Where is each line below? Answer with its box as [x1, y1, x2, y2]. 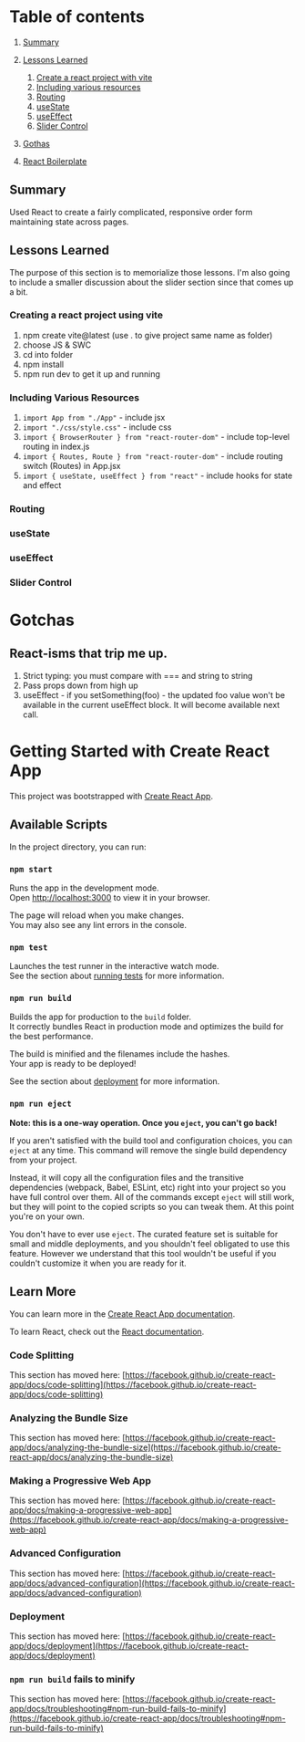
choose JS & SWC [22, 339, 92, 350]
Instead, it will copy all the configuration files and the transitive [9, 1172, 244, 1183]
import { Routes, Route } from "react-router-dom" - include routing [22, 451, 284, 462]
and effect [22, 480, 62, 491]
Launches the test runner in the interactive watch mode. [9, 961, 220, 972]
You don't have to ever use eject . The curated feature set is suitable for [9, 1228, 279, 1239]
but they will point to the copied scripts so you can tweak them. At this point [9, 1201, 294, 1212]
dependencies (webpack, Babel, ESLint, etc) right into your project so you [9, 1182, 287, 1193]
